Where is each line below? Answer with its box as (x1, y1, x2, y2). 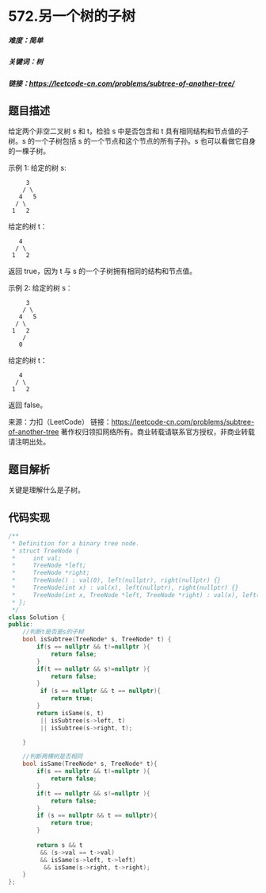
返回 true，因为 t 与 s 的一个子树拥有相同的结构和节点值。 (8, 267, 196, 276)
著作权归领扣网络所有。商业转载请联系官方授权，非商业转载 (60, 427, 256, 437)
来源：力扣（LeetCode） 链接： (8, 418, 112, 427)
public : (8, 621, 34, 629)
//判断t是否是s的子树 (22, 628, 85, 636)
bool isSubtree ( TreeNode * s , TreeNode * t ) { (22, 636, 172, 644)
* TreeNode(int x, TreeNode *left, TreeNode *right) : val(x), (11, 591, 239, 599)
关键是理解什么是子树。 (8, 485, 85, 495)
